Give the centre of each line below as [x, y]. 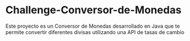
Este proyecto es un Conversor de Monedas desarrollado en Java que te [93, 26]
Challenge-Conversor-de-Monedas [94, 10]
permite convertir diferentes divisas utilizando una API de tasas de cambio [95, 32]
